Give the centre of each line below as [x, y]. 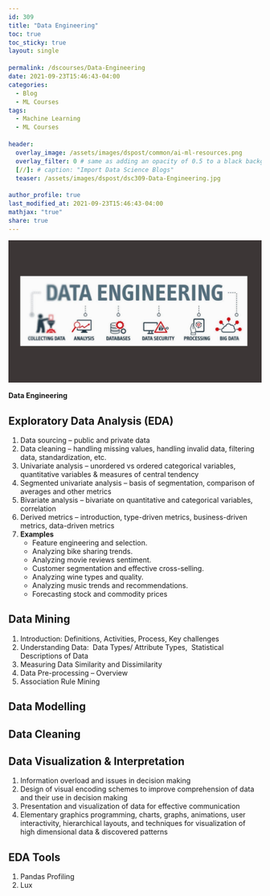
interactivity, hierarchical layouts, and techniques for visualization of [133, 824]
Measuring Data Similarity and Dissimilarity [91, 664]
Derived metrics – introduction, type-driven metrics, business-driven [133, 517]
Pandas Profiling [47, 877]
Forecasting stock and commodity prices [100, 594]
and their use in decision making [74, 798]
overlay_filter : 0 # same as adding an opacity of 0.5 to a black [129, 161]
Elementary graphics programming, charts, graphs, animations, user [133, 815]
